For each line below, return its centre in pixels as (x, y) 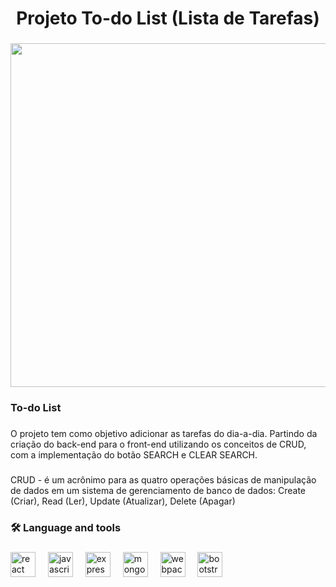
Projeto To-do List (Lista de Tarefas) (168, 18)
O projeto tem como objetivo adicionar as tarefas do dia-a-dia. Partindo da (164, 433)
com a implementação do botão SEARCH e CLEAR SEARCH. (134, 454)
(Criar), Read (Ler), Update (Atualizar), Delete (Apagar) (123, 501)
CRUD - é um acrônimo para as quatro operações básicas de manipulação (163, 479)
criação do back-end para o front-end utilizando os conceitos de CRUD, (158, 444)
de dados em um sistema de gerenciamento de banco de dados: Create (158, 490)
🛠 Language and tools (66, 527)
